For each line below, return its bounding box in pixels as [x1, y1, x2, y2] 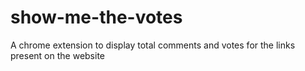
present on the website [10, 49, 105, 61]
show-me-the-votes [10, 6, 183, 29]
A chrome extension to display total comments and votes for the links [10, 39, 296, 51]
